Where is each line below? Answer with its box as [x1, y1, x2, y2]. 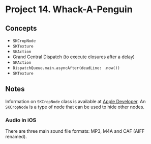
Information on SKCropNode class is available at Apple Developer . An [5, 98, 146, 104]
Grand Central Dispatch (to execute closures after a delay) [12, 54, 135, 60]
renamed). [5, 134, 27, 140]
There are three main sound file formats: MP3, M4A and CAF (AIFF [5, 128, 145, 134]
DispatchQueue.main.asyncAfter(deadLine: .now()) [12, 65, 120, 70]
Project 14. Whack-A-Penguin [5, 4, 133, 15]
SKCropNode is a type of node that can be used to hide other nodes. [5, 104, 145, 110]
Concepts [5, 24, 37, 33]
